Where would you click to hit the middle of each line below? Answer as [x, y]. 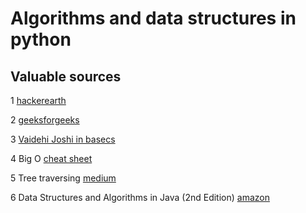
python [41, 39]
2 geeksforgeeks [45, 120]
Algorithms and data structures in [153, 18]
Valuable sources [66, 76]
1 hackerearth [38, 100]
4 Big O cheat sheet [51, 158]
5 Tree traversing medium [63, 178]
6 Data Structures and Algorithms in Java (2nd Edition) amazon [140, 197]
